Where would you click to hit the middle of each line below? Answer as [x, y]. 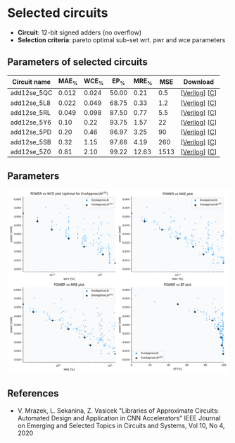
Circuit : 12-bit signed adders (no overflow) [80, 32]
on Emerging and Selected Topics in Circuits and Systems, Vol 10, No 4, [121, 425]
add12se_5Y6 [31, 123]
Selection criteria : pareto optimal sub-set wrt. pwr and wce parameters [121, 39]
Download [199, 82]
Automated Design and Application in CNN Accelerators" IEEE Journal [119, 418]
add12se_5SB [31, 142]
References [33, 393]
